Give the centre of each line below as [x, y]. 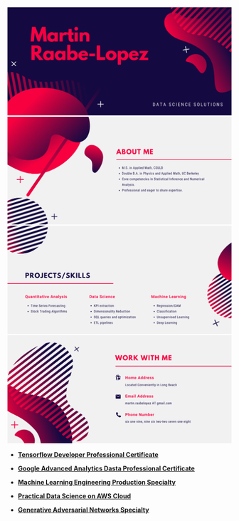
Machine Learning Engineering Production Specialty [97, 482]
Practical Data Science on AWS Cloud [74, 496]
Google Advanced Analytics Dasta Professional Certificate [106, 468]
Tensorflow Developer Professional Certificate [88, 454]
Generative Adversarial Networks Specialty [83, 510]
